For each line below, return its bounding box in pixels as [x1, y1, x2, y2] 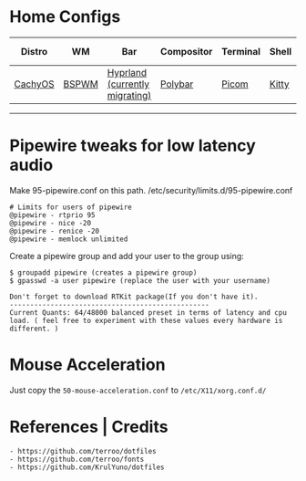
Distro [20, 45, 48, 58]
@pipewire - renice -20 [9, 226, 100, 235]
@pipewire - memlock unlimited [9, 235, 128, 244]
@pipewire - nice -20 [9, 218, 92, 227]
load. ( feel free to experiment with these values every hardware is [9, 316, 283, 325]
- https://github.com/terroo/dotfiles [9, 446, 157, 455]
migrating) [107, 89, 152, 101]
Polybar [160, 78, 194, 90]
